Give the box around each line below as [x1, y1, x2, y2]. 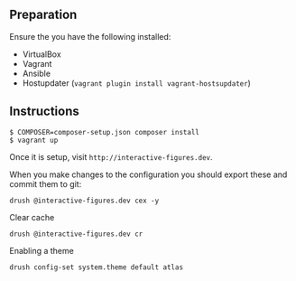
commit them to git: [9, 178, 82, 189]
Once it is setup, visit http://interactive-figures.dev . [9, 151, 214, 162]
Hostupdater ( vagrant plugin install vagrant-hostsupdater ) [22, 77, 251, 89]
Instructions [9, 104, 79, 119]
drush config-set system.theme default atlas [9, 262, 183, 272]
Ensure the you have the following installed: [9, 31, 171, 42]
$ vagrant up [9, 136, 59, 145]
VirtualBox [22, 49, 61, 60]
